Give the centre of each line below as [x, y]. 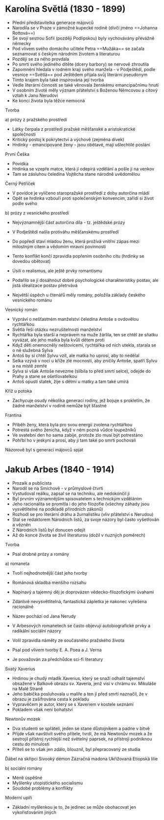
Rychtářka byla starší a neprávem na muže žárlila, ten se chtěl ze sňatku [85, 334]
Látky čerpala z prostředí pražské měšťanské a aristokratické [74, 129]
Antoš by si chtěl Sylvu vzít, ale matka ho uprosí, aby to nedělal [76, 355]
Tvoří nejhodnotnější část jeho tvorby [50, 573]
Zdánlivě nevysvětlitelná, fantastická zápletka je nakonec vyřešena [79, 601]
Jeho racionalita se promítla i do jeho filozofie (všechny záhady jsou [81, 504]
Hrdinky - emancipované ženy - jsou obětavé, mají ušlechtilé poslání [81, 144]
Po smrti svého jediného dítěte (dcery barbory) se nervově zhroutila [81, 64]
